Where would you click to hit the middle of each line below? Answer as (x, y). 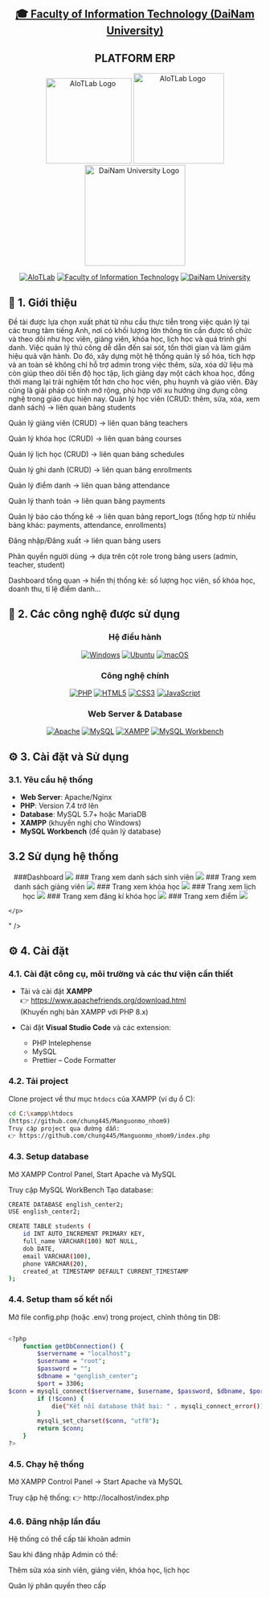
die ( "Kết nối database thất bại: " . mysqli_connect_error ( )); (159, 1406)
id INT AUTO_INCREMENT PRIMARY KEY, (84, 1234)
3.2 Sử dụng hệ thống (63, 857)
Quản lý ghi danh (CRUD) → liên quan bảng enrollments (100, 470)
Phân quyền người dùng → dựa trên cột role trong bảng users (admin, (123, 556)
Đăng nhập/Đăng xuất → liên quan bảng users (85, 541)
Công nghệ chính (135, 675)
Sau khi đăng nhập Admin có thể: (63, 1555)
